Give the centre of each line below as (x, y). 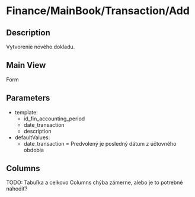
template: (26, 112)
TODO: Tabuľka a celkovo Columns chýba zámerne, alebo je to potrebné (95, 183)
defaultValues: (32, 137)
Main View (26, 65)
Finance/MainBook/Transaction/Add (98, 11)
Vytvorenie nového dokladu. (41, 47)
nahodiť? (17, 189)
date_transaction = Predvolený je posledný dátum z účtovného (100, 143)
